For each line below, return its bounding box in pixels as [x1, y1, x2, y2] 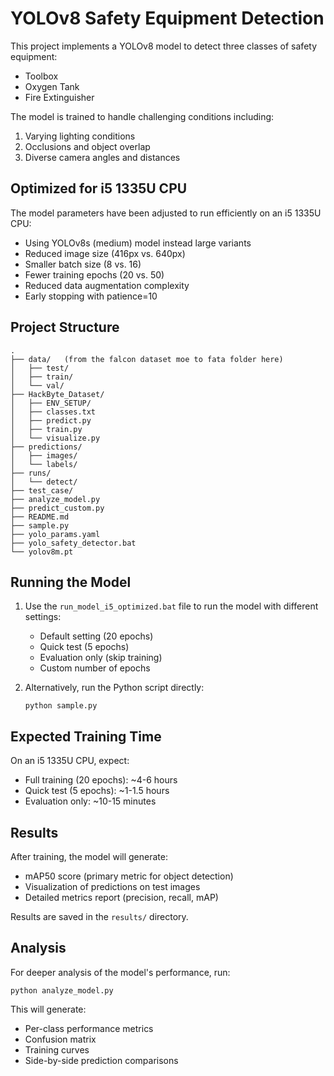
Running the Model [10, 573, 132, 591]
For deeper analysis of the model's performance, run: [10, 966, 231, 978]
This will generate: [10, 1003, 87, 1015]
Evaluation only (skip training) [39, 652, 163, 664]
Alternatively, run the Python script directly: [24, 682, 205, 694]
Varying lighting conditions [24, 130, 136, 142]
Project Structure [10, 319, 120, 336]
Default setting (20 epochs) [39, 630, 154, 642]
